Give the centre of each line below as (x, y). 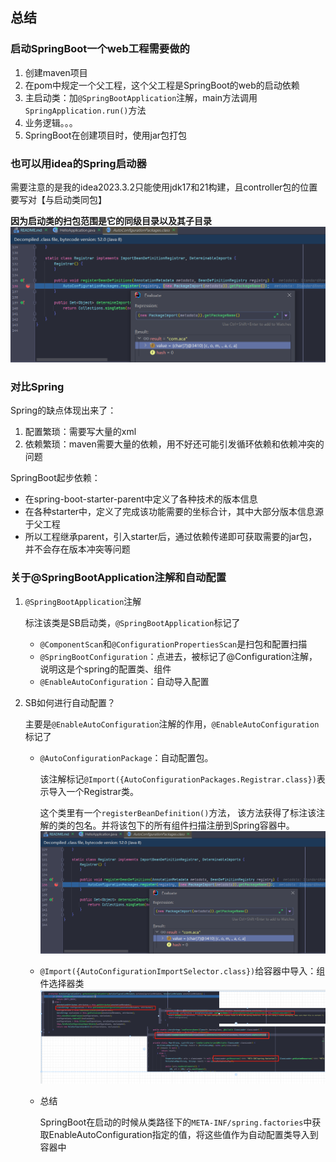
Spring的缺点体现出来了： (63, 410)
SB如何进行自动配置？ (70, 702)
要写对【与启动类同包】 (58, 199)
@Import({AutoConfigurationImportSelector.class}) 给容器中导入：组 (182, 971)
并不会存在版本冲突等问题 (77, 549)
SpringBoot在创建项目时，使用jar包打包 (106, 135)
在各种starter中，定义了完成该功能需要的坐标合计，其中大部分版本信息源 (174, 512)
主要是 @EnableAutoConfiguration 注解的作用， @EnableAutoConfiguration (172, 724)
